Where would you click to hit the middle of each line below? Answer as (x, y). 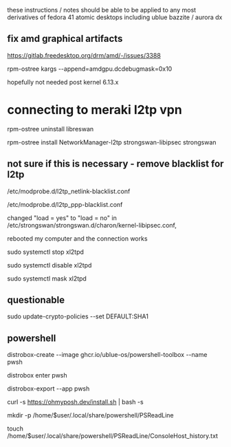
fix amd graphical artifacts (65, 39)
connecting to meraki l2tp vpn (95, 110)
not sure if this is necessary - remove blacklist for (115, 164)
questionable (36, 299)
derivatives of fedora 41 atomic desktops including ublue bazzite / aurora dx (115, 17)
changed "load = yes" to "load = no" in (62, 218)
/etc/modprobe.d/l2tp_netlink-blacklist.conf (69, 191)
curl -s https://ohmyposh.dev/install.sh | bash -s (75, 402)
